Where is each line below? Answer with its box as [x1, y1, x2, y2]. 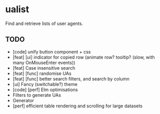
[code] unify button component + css [12, 48, 91, 54]
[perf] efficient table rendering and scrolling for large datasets [12, 103, 143, 109]
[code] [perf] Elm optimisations [12, 87, 78, 93]
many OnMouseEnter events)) [12, 60, 76, 66]
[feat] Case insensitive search [12, 65, 75, 71]
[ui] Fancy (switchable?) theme [12, 81, 78, 87]
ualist [5, 4, 29, 15]
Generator [12, 97, 35, 103]
